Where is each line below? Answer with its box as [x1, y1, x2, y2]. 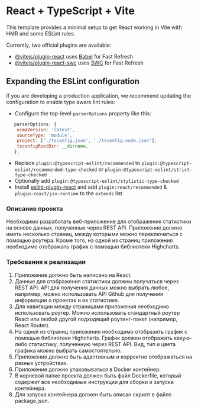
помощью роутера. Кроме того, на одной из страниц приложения [6, 237, 173, 244]
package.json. [14, 397, 50, 404]
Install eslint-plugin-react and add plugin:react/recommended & [14, 183, 167, 191]
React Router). [14, 321, 50, 329]
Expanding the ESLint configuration [6, 76, 140, 86]
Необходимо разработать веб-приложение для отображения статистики [6, 218, 191, 225]
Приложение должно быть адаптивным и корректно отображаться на [14, 353, 193, 360]
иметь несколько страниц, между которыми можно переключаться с [6, 231, 183, 238]
